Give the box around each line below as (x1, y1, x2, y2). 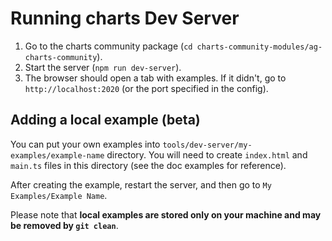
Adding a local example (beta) (10, 112, 201, 129)
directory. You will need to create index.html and (106, 148, 308, 161)
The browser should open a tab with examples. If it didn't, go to (24, 72, 287, 84)
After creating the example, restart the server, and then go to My (10, 178, 272, 191)
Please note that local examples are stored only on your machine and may (10, 208, 322, 221)
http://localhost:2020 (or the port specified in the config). (24, 82, 269, 94)
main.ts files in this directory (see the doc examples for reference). (10, 159, 287, 171)
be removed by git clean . (10, 219, 119, 231)
